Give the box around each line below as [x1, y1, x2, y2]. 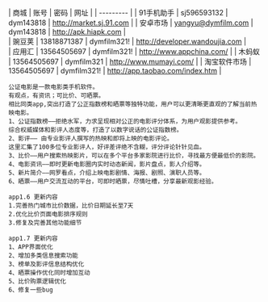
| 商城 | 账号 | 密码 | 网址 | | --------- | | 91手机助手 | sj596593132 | [8, 8, 228, 17]
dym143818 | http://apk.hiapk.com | [8, 27, 127, 36]
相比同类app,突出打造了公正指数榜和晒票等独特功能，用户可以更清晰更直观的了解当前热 [8, 100, 258, 108]
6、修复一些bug [8, 286, 54, 294]
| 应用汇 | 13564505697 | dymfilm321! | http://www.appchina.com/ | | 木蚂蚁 [8, 47, 261, 56]
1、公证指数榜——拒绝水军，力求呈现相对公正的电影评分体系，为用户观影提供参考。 [8, 117, 242, 125]
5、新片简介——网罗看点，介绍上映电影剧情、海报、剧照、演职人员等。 [8, 169, 206, 177]
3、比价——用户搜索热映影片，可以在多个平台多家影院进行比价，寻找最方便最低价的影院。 [8, 152, 260, 160]
